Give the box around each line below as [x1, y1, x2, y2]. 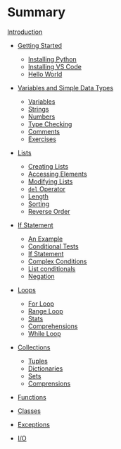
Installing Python [27, 54, 77, 64]
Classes [17, 407, 41, 415]
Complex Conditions [27, 257, 87, 265]
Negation [27, 272, 55, 280]
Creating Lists [27, 162, 69, 170]
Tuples [27, 357, 48, 365]
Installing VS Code [27, 62, 82, 71]
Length [27, 192, 49, 200]
